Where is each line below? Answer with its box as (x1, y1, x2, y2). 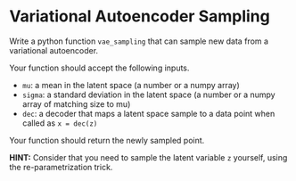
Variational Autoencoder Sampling (9, 6, 270, 27)
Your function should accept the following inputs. (9, 62, 190, 73)
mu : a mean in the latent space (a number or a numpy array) (21, 79, 241, 90)
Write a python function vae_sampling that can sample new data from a (9, 36, 269, 46)
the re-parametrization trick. (9, 161, 113, 172)
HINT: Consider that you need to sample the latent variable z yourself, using (9, 152, 288, 162)
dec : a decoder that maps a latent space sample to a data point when (21, 108, 275, 119)
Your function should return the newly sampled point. (9, 135, 205, 145)
